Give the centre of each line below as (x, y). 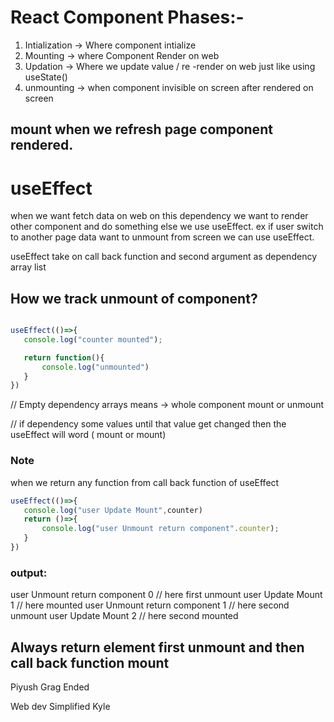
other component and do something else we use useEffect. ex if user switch (167, 227)
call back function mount (90, 662)
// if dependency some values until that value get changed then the (148, 424)
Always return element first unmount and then (157, 647)
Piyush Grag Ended (50, 687)
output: (29, 573)
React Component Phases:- (127, 17)
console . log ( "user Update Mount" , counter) (113, 510)
